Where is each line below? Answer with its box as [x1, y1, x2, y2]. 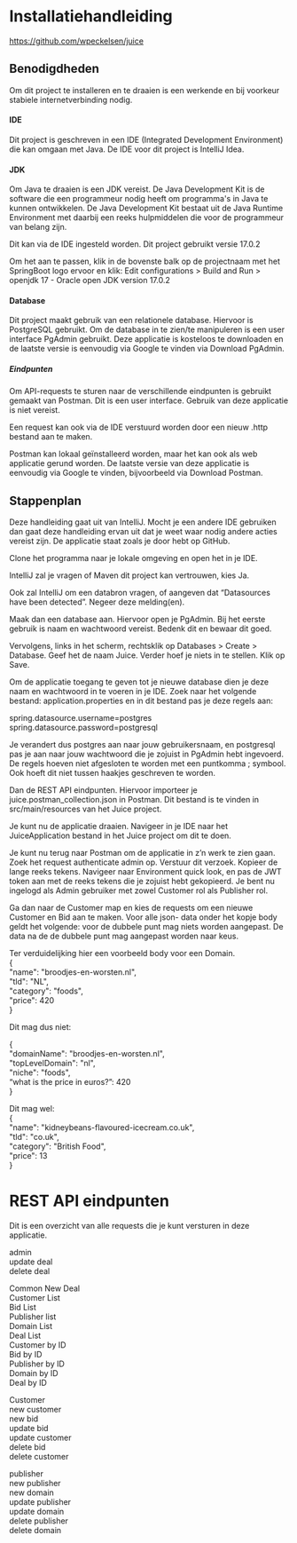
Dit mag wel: [9, 1104, 55, 1114]
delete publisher [9, 1515, 69, 1526]
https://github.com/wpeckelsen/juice [9, 36, 145, 46]
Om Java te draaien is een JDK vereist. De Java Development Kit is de [9, 184, 265, 194]
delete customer [9, 1452, 69, 1462]
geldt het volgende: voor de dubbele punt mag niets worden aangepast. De [9, 922, 284, 932]
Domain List [9, 1321, 53, 1332]
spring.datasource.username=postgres [9, 713, 152, 724]
